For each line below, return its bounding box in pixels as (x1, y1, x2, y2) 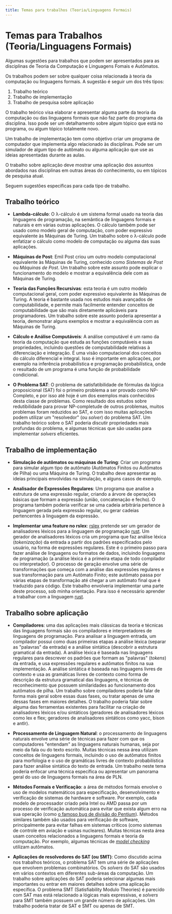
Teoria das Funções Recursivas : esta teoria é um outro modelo (12, 285, 147, 291)
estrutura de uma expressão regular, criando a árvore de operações (12, 491, 157, 497)
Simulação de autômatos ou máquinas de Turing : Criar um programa (12, 459, 161, 465)
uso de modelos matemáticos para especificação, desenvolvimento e (12, 789, 160, 795)
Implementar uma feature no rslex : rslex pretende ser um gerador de (12, 523, 161, 529)
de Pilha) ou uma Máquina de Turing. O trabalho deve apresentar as (12, 470, 157, 476)
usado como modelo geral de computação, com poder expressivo (12, 227, 152, 234)
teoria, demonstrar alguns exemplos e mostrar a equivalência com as (12, 318, 159, 324)
